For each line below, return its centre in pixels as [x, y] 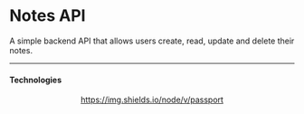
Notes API [47, 16]
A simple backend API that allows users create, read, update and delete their [152, 41]
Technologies [36, 80]
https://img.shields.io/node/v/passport [152, 100]
